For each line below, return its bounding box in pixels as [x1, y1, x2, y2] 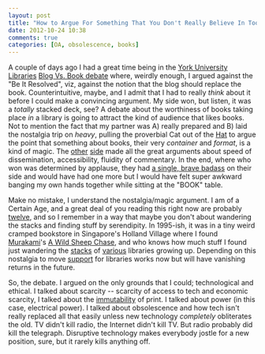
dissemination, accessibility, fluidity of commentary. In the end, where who [8, 155, 252, 164]
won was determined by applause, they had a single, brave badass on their [8, 164, 252, 173]
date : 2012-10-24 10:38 [8, 26, 87, 34]
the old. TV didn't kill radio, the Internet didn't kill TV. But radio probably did [8, 320, 253, 330]
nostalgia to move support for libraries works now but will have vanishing [8, 254, 246, 264]
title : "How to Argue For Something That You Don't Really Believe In [8, 19, 245, 27]
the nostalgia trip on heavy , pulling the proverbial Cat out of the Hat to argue [8, 130, 256, 139]
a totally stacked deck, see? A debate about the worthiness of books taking [8, 104, 254, 115]
